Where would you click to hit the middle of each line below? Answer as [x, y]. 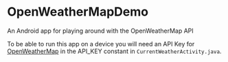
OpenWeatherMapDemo [78, 12]
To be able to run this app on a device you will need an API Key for [101, 44]
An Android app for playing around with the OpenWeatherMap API [100, 31]
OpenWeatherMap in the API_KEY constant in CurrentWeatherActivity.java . [114, 51]
